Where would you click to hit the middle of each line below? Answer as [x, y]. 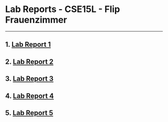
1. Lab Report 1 [28, 44]
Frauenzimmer [36, 20]
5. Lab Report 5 [29, 113]
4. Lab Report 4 [29, 96]
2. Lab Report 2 [29, 62]
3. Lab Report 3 [29, 79]
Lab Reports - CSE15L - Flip [62, 9]
